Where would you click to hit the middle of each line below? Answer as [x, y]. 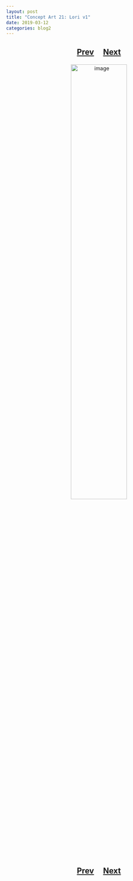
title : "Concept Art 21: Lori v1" [49, 17]
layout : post [22, 12]
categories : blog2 [29, 28]
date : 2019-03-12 [27, 22]
